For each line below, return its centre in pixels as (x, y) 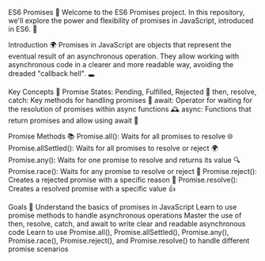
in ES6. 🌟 (23, 29)
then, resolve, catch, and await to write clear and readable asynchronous (127, 224)
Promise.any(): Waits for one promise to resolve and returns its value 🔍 (124, 160)
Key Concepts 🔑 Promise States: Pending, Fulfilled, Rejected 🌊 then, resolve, (132, 92)
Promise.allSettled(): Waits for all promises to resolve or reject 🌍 (114, 148)
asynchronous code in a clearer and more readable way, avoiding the (121, 64)
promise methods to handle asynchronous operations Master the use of (125, 215)
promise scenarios (38, 249)
